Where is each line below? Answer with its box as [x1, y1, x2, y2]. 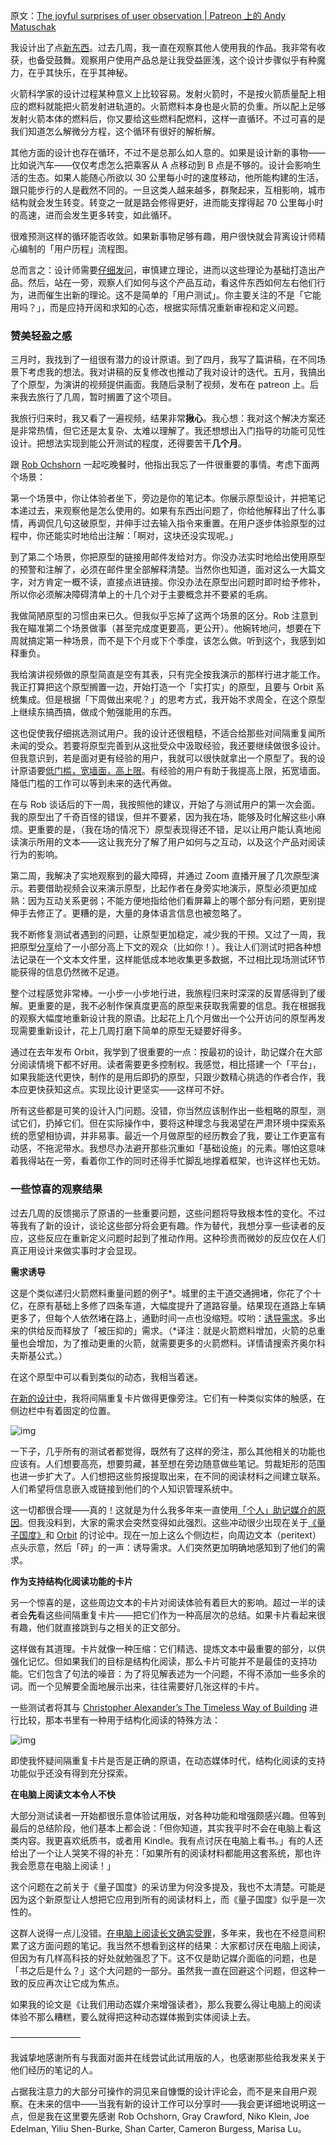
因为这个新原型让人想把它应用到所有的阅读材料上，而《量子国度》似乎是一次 [10, 1893, 326, 1905]
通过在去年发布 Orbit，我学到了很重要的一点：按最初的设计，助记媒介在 [10, 1046, 305, 1058]
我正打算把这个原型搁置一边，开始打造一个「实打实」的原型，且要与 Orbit [10, 681, 314, 693]
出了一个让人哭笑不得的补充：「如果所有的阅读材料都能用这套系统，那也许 [18, 1847, 322, 1859]
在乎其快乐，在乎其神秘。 [27, 67, 133, 78]
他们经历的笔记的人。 [10, 2064, 98, 2076]
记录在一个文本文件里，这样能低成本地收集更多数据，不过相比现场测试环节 [18, 954, 326, 966]
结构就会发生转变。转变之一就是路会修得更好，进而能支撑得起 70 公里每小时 [10, 197, 324, 208]
